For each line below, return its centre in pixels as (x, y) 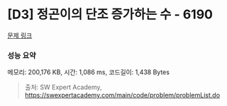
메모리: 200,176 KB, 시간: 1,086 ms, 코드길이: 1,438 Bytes (89, 72)
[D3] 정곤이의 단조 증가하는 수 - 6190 (110, 14)
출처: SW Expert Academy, (63, 87)
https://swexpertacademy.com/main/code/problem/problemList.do (122, 95)
